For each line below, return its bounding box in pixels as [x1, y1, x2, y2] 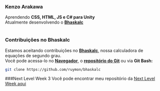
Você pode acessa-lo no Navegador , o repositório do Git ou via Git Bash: [5, 58, 153, 64]
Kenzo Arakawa [5, 3, 43, 10]
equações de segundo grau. [5, 52, 62, 58]
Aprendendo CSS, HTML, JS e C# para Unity [5, 14, 95, 20]
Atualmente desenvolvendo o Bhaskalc [5, 19, 84, 25]
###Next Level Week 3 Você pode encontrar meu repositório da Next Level [5, 76, 155, 81]
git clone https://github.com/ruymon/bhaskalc [5, 67, 101, 72]
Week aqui [5, 81, 27, 87]
